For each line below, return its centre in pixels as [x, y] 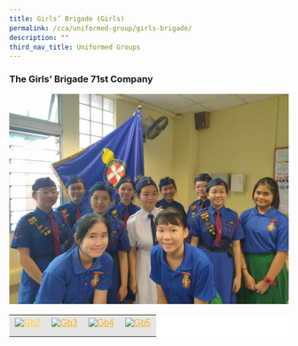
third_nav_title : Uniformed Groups [75, 47]
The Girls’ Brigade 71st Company [81, 79]
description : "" [39, 37]
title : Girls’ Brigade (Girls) [67, 19]
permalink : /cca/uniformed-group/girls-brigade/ [101, 28]
